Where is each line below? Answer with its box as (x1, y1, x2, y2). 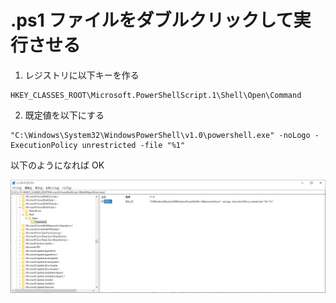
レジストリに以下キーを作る (24, 69, 140, 81)
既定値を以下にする (24, 109, 105, 121)
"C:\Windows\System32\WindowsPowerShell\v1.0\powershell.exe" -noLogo (10, 130, 311, 140)
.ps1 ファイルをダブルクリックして (10, 9, 294, 32)
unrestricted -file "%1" (81, 140, 186, 150)
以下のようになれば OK (10, 159, 105, 171)
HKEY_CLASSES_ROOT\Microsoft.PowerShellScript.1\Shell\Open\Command (10, 90, 302, 100)
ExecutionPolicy (10, 140, 78, 150)
